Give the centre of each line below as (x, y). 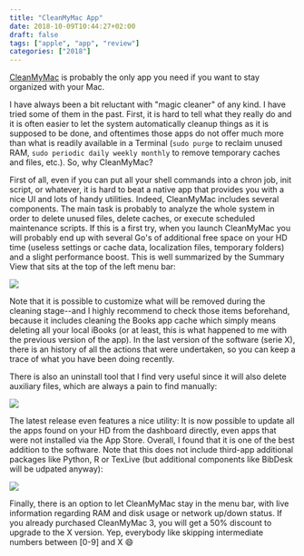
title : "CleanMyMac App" (56, 18)
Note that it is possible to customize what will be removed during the (137, 301)
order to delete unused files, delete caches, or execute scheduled (132, 219)
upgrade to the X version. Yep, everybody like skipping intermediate (137, 532)
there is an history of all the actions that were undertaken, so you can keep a (153, 349)
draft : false (34, 34)
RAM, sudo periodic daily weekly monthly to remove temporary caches (145, 153)
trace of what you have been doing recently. (92, 359)
